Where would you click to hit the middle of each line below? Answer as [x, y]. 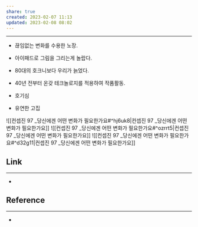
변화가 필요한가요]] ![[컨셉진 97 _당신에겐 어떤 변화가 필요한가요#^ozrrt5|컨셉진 [98, 128]
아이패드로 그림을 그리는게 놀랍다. [53, 58]
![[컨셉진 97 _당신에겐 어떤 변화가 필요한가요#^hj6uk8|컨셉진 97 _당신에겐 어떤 [97, 121]
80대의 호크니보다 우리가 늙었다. [52, 71]
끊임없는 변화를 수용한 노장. [46, 45]
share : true [21, 11]
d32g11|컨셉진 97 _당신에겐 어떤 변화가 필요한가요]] [76, 143]
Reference [26, 200]
